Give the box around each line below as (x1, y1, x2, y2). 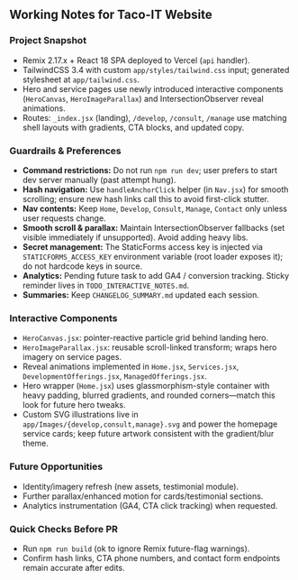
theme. (22, 437, 50, 449)
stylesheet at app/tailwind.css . (22, 74, 140, 85)
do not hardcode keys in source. (22, 261, 143, 272)
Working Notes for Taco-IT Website (9, 7, 213, 23)
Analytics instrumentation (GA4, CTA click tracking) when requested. (22, 500, 278, 511)
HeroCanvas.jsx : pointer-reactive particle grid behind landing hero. (22, 333, 269, 344)
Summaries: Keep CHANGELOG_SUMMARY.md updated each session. (22, 289, 259, 300)
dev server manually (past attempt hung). (22, 174, 176, 185)
